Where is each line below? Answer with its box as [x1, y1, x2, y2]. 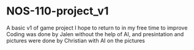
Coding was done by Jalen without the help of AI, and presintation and [6, 30, 184, 37]
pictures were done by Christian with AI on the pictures [6, 37, 145, 44]
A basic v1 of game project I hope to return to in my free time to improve [6, 24, 188, 31]
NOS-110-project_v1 [6, 4, 109, 18]
